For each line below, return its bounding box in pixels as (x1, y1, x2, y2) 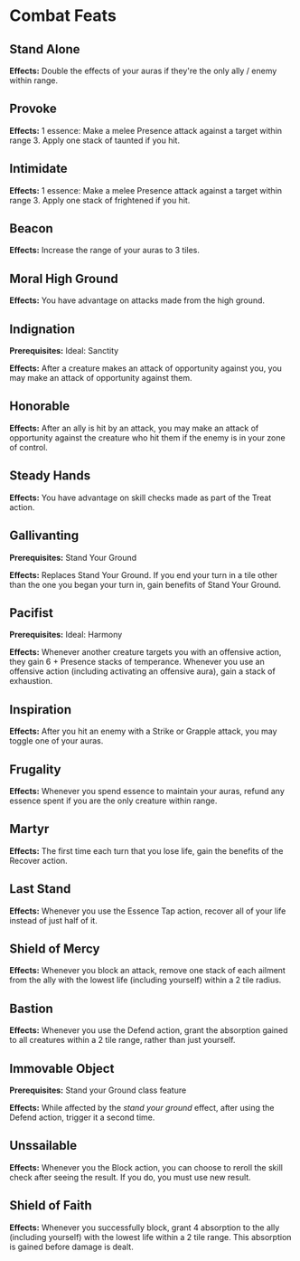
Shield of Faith (9, 1198, 92, 1213)
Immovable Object (9, 1060, 115, 1076)
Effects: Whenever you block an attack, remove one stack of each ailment (9, 965, 286, 976)
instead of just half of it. (9, 915, 98, 925)
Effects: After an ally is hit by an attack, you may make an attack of (9, 422, 259, 433)
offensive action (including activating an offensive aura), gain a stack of (9, 666, 276, 677)
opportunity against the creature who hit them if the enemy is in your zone (9, 431, 286, 443)
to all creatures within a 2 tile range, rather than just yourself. (9, 1035, 236, 1046)
